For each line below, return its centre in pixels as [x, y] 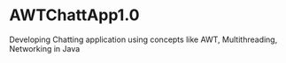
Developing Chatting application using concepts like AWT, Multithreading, [143, 39]
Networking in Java [45, 48]
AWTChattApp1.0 [74, 15]
